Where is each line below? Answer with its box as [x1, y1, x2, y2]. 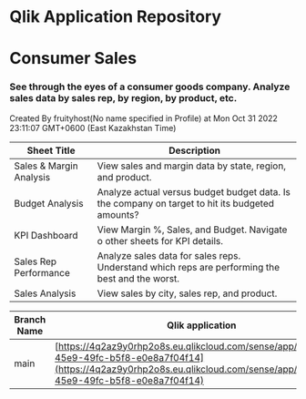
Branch [14, 312, 46, 325]
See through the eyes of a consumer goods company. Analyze [9, 80, 291, 93]
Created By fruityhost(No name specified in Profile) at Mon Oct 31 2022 [9, 112, 278, 124]
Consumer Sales [9, 48, 138, 69]
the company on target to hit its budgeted [97, 197, 275, 210]
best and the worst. [97, 271, 180, 284]
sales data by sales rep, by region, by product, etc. [9, 92, 238, 105]
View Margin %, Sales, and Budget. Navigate [97, 223, 288, 236]
